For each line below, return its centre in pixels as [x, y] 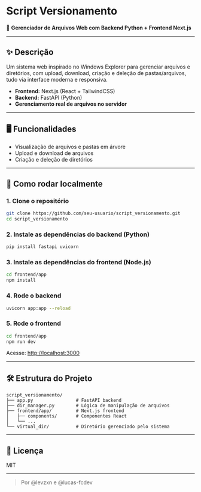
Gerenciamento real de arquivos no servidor [71, 104]
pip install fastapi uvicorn [42, 247]
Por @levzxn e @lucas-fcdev [57, 482]
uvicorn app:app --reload [38, 308]
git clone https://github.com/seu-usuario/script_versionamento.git [93, 214]
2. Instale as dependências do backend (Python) [78, 234]
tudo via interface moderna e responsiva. [57, 79]
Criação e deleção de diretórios [54, 159]
